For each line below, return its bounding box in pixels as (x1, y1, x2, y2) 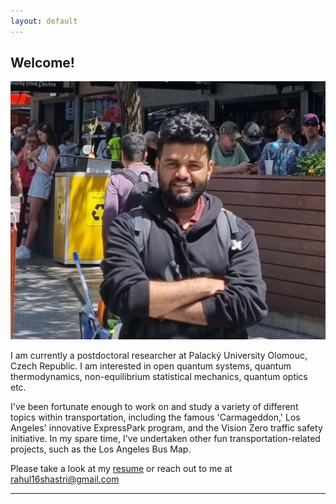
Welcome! (10, 55, 75, 72)
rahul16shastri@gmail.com (10, 473, 120, 485)
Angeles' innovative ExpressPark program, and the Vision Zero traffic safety (10, 422, 323, 434)
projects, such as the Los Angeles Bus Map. (10, 443, 192, 455)
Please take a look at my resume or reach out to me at (10, 463, 233, 475)
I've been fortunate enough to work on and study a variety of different (10, 401, 299, 413)
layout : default (10, 16, 78, 26)
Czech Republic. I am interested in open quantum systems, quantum (10, 360, 292, 372)
